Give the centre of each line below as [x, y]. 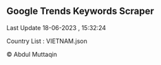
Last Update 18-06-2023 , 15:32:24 [56, 27]
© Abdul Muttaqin [32, 54]
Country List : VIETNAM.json [47, 41]
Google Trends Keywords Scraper [80, 11]
